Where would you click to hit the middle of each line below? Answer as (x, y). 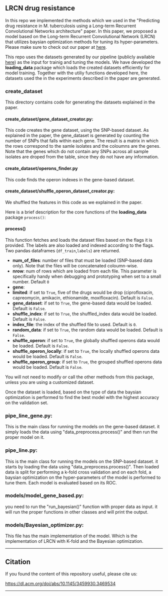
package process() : (25, 217)
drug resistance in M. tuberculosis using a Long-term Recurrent (71, 26)
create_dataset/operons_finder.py (41, 168)
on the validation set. (27, 403)
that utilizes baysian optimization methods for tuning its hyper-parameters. (82, 42)
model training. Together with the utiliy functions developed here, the (76, 73)
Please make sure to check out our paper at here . (56, 47)
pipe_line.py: (21, 450)
